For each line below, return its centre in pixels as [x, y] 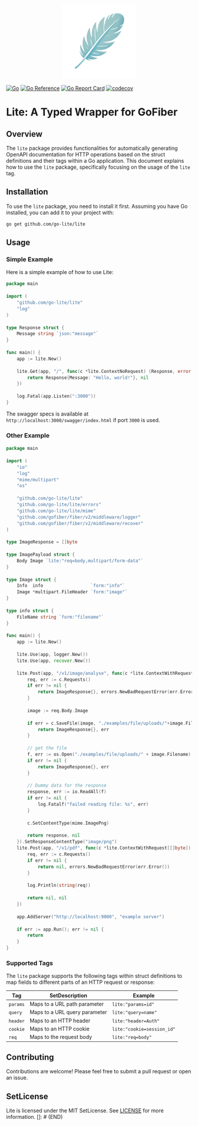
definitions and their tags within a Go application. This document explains [95, 161]
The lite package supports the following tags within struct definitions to [94, 976]
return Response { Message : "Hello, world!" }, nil [88, 378]
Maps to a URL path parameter [67, 1004]
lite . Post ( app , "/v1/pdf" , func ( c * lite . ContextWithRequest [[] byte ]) [104, 848]
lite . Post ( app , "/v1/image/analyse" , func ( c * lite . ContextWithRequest [105, 673]
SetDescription [68, 995]
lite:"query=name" [134, 1013]
